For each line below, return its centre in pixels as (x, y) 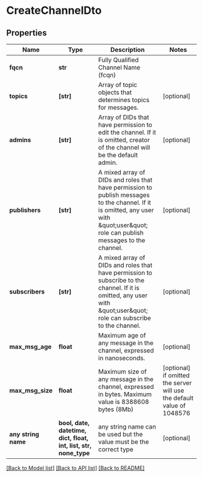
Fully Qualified (118, 60)
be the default (118, 155)
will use (173, 390)
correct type (116, 449)
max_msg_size (31, 390)
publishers (25, 210)
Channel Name (119, 67)
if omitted (176, 375)
